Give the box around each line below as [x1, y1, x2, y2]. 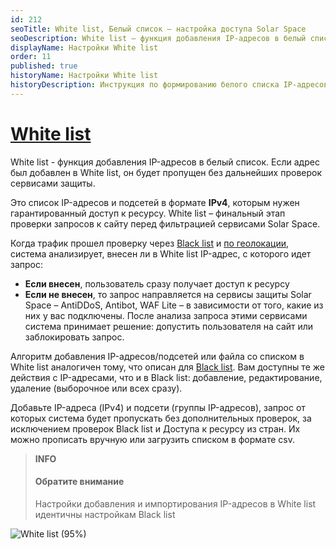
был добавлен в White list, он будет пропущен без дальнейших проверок [10, 166, 323, 178]
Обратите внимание [34, 476, 125, 488]
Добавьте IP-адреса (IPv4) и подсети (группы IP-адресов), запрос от [10, 401, 306, 413]
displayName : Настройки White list [10, 42, 159, 53]
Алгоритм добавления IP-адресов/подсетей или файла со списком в [10, 350, 305, 362]
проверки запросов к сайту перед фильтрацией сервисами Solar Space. [10, 217, 321, 230]
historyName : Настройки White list [10, 71, 159, 81]
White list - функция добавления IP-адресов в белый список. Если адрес [10, 156, 320, 168]
